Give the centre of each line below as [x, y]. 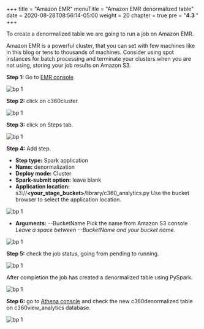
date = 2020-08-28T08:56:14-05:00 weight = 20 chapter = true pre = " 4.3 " [103, 15]
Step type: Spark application [52, 160]
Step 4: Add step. [29, 149]
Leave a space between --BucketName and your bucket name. [95, 230]
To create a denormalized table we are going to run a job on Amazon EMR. [100, 34]
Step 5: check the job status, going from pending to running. [83, 254]
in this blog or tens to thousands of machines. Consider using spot [90, 52]
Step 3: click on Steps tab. [40, 125]
